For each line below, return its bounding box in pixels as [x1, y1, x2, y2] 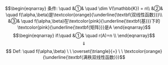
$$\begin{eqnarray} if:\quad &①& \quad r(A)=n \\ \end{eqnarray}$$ [13, 33, 155, 38]
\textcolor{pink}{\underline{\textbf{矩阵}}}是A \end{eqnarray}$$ [17, 24, 151, 30]
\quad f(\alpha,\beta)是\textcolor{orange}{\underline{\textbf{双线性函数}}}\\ [6, 12, 162, 18]
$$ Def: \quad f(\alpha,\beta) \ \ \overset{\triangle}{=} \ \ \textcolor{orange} [6, 48, 162, 54]
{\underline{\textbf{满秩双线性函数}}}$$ [42, 54, 126, 60]
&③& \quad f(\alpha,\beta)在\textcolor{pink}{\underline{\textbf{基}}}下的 [8, 18, 160, 24]
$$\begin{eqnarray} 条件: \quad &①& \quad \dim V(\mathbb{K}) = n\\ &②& [5, 6, 163, 11]
